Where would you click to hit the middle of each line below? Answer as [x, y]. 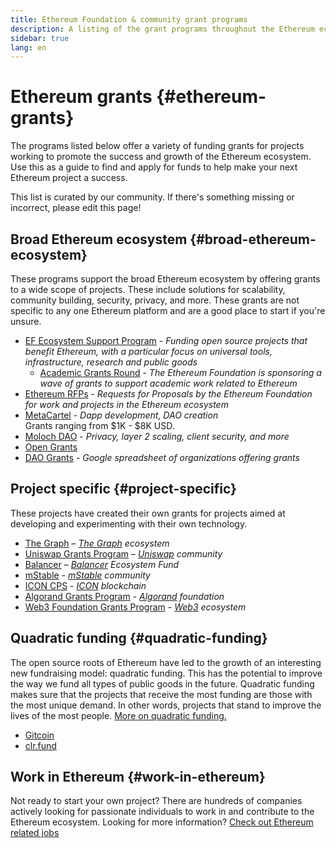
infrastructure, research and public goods [111, 362]
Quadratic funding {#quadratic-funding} [139, 638]
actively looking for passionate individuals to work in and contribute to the [162, 812]
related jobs [35, 833]
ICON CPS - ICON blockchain [85, 585]
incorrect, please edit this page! [76, 208]
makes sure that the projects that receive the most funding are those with [161, 694]
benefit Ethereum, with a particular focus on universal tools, [148, 351]
